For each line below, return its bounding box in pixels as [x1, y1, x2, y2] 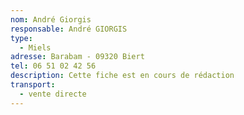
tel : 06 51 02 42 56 [10, 61, 97, 71]
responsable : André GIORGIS [10, 24, 128, 34]
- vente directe [19, 89, 87, 99]
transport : [10, 80, 56, 90]
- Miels [19, 42, 52, 53]
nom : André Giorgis [10, 14, 92, 25]
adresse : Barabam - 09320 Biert [10, 52, 145, 62]
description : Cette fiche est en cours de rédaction [10, 71, 235, 81]
